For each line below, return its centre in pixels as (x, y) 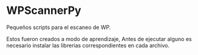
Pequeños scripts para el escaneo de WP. (59, 27)
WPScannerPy (44, 11)
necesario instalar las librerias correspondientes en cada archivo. (88, 45)
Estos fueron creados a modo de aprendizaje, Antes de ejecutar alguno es (99, 39)
